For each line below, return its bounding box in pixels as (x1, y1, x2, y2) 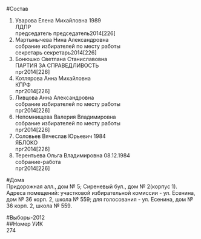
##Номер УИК (6, 220, 44, 228)
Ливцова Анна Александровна (15, 94, 94, 101)
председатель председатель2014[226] (15, 30, 116, 37)
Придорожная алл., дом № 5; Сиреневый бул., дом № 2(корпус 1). (6, 183, 177, 190)
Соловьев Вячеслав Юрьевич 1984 (15, 133, 106, 140)
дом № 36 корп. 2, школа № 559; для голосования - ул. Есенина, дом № (6, 196, 194, 203)
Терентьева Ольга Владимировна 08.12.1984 (15, 152, 130, 159)
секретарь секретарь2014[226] (15, 49, 97, 56)
